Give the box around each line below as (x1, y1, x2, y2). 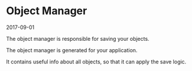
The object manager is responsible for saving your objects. (6, 35, 149, 42)
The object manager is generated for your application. (6, 46, 138, 54)
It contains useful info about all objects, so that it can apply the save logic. (6, 58, 187, 65)
